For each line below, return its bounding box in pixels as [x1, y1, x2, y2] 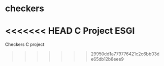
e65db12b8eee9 [91, 56, 124, 62]
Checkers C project [5, 42, 45, 47]
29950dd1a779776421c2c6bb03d [91, 51, 160, 57]
